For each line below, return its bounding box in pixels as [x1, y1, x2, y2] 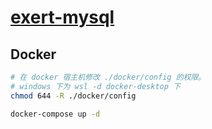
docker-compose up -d [10, 109, 101, 119]
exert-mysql [10, 6, 115, 29]
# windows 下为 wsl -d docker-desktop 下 [10, 81, 181, 91]
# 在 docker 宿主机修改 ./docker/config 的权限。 [10, 72, 207, 82]
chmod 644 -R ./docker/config [10, 91, 137, 101]
